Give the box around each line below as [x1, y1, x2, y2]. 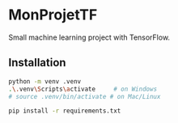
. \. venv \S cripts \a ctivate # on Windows [8, 85, 158, 93]
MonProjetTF [8, 6, 98, 24]
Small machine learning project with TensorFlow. [8, 32, 171, 42]
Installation [8, 56, 66, 70]
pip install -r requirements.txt [8, 107, 121, 115]
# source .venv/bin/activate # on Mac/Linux [8, 92, 161, 100]
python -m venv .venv [8, 77, 82, 86]
